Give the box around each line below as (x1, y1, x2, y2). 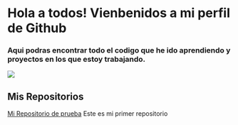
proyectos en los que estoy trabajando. (7, 55, 146, 65)
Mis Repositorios (7, 90, 84, 102)
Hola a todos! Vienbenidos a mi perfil (7, 5, 230, 21)
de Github (7, 20, 67, 36)
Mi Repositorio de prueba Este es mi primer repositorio (7, 109, 168, 118)
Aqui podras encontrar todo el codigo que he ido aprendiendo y (7, 45, 231, 55)
